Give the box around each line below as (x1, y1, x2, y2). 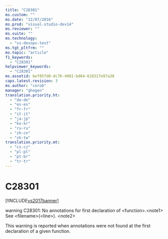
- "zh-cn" (10, 130, 30, 135)
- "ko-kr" (10, 121, 30, 126)
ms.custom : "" (5, 12, 36, 17)
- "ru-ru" (10, 126, 30, 131)
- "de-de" (10, 97, 30, 102)
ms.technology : (5, 36, 38, 41)
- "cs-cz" (10, 144, 30, 150)
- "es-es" (10, 102, 30, 107)
